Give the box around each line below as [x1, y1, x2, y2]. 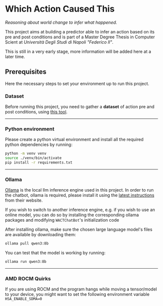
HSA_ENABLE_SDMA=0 [5, 297, 42, 302]
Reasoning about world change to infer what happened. [5, 19, 117, 25]
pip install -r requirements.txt [5, 160, 73, 165]
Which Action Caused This [5, 3, 115, 15]
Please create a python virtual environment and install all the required [5, 137, 144, 143]
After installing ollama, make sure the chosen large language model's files [5, 226, 153, 232]
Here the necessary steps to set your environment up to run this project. [5, 81, 149, 86]
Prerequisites [5, 68, 47, 76]
